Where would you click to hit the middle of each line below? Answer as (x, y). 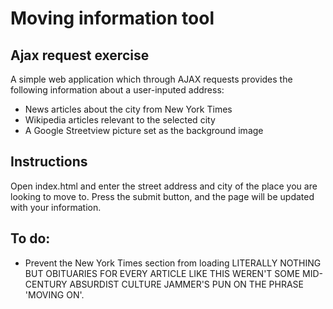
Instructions (49, 162)
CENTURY (46, 284)
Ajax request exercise (80, 55)
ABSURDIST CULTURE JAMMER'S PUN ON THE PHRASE (187, 284)
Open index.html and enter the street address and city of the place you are (164, 186)
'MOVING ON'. (54, 294)
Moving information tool (112, 18)
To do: (30, 238)
